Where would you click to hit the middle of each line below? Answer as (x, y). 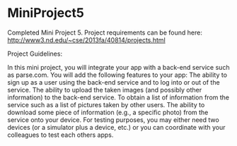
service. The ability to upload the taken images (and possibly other (105, 90)
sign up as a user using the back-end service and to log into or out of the (114, 82)
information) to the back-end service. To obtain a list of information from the (118, 97)
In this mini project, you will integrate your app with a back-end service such (118, 67)
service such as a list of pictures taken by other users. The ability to (106, 104)
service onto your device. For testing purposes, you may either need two (113, 120)
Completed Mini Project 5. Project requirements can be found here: (105, 32)
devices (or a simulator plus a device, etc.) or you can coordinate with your (116, 127)
